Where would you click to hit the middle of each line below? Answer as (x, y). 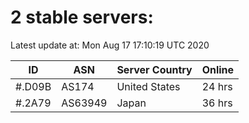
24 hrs (217, 86)
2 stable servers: (82, 17)
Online (218, 69)
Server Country (154, 69)
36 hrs (217, 103)
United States (148, 86)
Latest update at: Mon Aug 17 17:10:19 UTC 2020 (110, 45)
